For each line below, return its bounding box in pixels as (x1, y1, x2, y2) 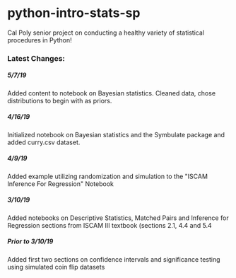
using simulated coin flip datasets (7, 262, 105, 271)
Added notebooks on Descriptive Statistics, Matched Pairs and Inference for (7, 214, 229, 222)
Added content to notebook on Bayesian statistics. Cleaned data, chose (7, 88, 216, 97)
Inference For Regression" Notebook (7, 179, 114, 188)
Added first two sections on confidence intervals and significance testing (7, 255, 220, 263)
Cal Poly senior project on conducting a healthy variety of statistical (7, 28, 205, 37)
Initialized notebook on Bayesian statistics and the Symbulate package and (7, 130, 225, 139)
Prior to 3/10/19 (7, 237, 54, 245)
